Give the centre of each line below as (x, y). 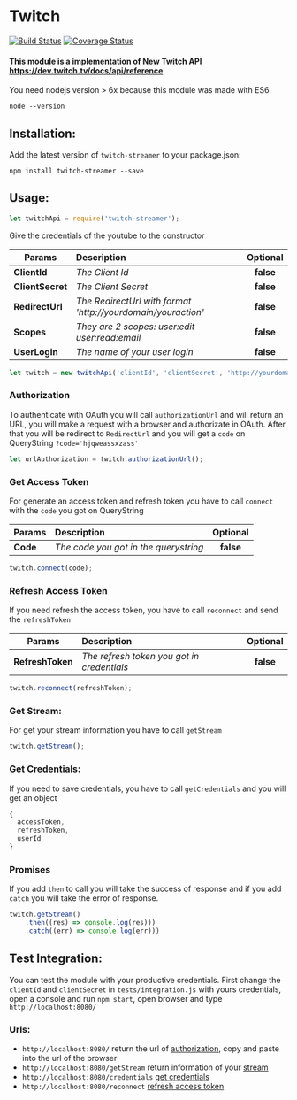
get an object (33, 797)
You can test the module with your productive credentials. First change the (145, 980)
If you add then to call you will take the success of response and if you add (145, 889)
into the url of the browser (69, 1058)
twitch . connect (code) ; (51, 568)
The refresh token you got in (141, 657)
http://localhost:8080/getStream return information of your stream (145, 1067)
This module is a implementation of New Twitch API (106, 61)
